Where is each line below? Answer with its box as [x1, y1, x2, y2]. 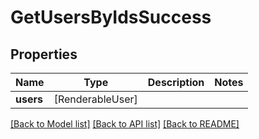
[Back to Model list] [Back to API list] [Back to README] [10, 118, 240, 130]
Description [147, 76, 205, 89]
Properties [10, 46, 78, 63]
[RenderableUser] [53, 92, 138, 106]
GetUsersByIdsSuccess [10, 6, 212, 29]
